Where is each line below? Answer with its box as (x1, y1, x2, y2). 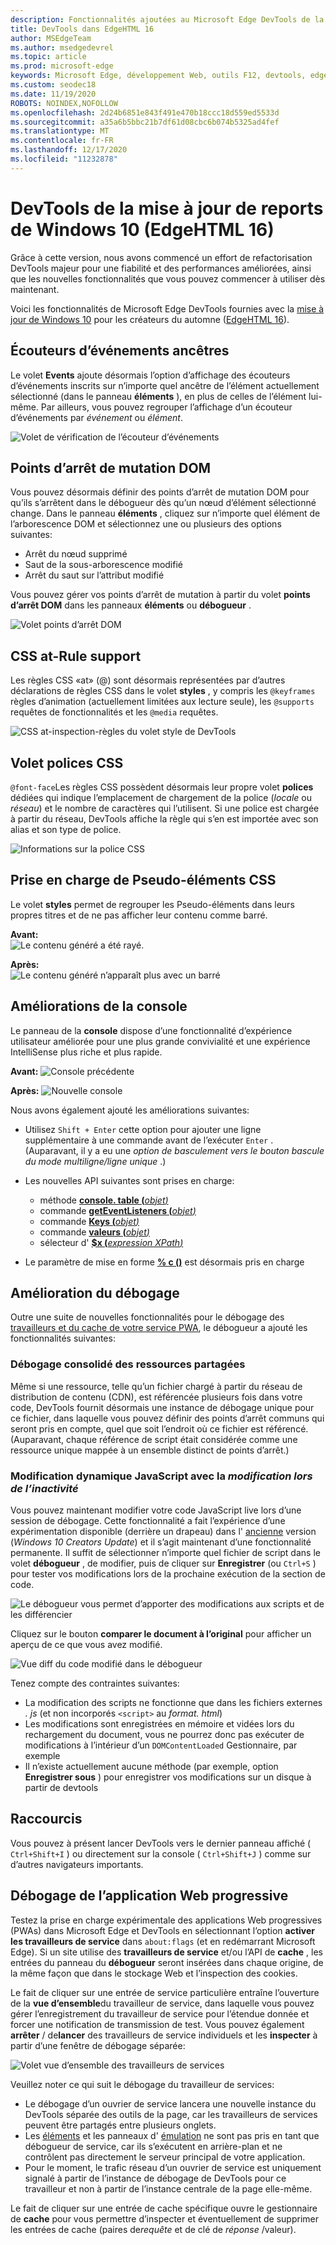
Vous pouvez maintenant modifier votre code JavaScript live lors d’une (10, 1504, 302, 1516)
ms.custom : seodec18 (10, 80, 97, 90)
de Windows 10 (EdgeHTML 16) (10, 218, 275, 241)
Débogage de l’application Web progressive (10, 1887, 289, 1905)
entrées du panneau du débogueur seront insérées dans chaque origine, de (10, 1956, 324, 1968)
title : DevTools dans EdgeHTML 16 (10, 24, 155, 34)
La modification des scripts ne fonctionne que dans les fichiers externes (24, 1696, 323, 1708)
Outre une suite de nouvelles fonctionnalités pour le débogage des (10, 1311, 285, 1323)
